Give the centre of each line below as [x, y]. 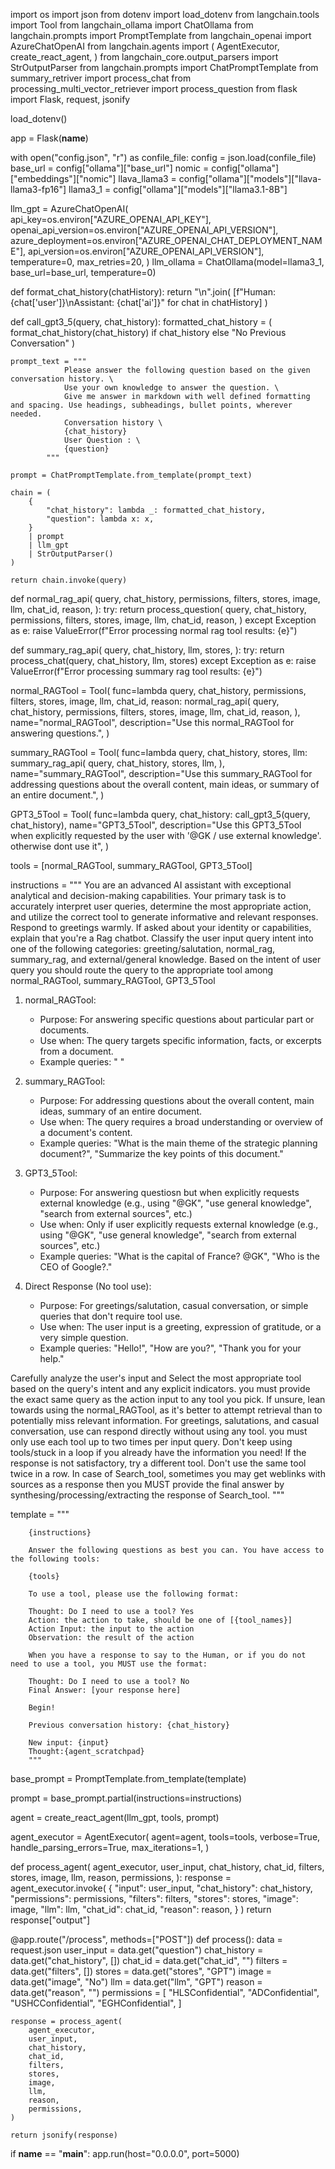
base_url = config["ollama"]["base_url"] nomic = [110, 168]
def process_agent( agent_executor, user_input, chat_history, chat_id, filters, [167, 1867]
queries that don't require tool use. [111, 1316]
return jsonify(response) [64, 2135]
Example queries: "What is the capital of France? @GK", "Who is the [180, 1256]
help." [52, 1358]
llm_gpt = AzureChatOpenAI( [69, 208]
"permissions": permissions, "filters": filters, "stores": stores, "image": [154, 1898]
